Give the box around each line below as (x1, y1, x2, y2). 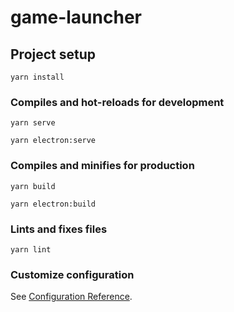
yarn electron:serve (10, 136, 97, 146)
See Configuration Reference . (10, 291, 133, 303)
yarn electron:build (10, 199, 97, 209)
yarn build (10, 181, 56, 191)
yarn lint (10, 244, 52, 255)
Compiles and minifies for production (10, 159, 195, 173)
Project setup (10, 46, 97, 63)
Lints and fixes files (10, 222, 108, 236)
